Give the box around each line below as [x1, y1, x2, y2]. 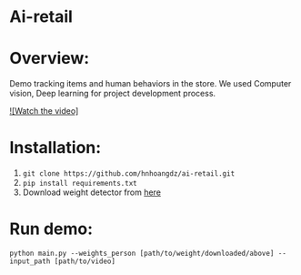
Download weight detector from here [22, 187, 162, 198]
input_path [9, 257, 51, 266]
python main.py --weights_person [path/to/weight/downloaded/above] [9, 249, 275, 258]
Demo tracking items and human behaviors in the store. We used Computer [9, 78, 292, 89]
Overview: [9, 48, 90, 69]
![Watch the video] [9, 106, 79, 117]
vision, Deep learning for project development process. [9, 88, 216, 99]
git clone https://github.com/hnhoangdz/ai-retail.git [22, 169, 236, 178]
